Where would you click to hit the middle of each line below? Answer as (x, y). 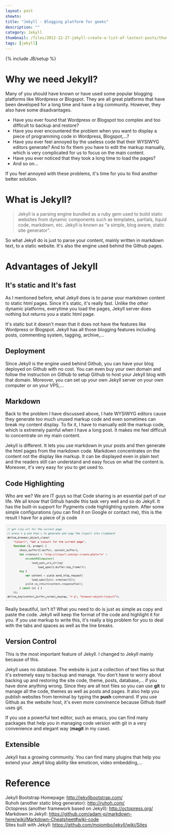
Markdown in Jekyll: (26, 813)
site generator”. (34, 230)
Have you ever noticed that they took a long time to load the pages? (84, 158)
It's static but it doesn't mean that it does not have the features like (76, 324)
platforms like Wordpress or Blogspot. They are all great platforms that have (85, 99)
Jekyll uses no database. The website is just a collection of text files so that (85, 669)
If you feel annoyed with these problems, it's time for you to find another (81, 173)
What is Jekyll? (38, 200)
